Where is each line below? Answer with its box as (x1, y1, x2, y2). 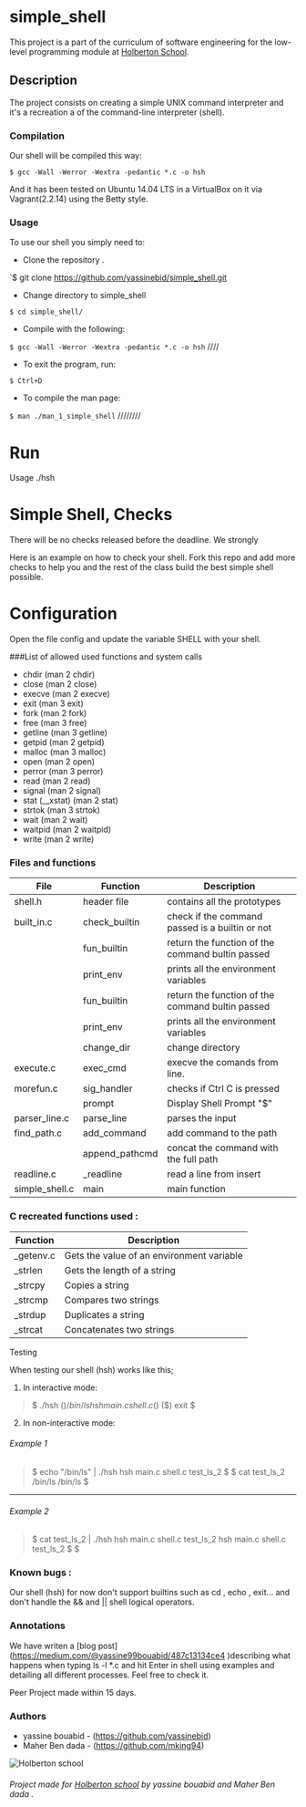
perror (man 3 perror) (22, 766, 104, 777)
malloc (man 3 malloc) (22, 746, 107, 758)
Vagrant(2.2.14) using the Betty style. (9, 193, 148, 204)
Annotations (9, 1619, 66, 1632)
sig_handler (83, 1083, 133, 1096)
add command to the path (167, 1127, 278, 1139)
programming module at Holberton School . (28, 46, 189, 57)
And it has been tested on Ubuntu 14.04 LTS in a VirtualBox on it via (9, 184, 262, 195)
